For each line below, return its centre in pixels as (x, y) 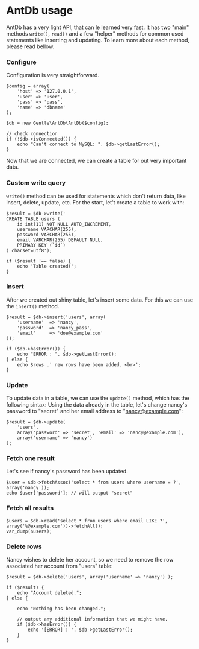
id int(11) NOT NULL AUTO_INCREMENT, (64, 224)
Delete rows (24, 546)
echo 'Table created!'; (47, 266)
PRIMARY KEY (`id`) (41, 245)
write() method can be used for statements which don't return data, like (96, 196)
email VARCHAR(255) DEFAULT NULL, (60, 240)
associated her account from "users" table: (60, 566)
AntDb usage (40, 11)
